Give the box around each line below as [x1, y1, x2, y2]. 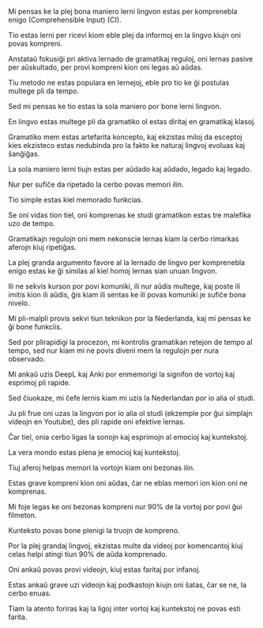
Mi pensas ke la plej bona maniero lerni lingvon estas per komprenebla [8, 7, 238, 16]
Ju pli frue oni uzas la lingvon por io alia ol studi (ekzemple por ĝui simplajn [8, 409, 253, 418]
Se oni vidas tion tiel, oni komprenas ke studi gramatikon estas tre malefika [8, 210, 251, 220]
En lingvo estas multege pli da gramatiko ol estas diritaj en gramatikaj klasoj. [8, 117, 257, 126]
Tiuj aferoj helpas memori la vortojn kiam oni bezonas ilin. [8, 463, 195, 472]
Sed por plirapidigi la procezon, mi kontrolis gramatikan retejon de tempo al [8, 338, 253, 346]
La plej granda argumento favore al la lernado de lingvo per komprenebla [8, 258, 246, 267]
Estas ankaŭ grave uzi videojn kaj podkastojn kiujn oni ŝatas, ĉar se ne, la [8, 581, 247, 589]
